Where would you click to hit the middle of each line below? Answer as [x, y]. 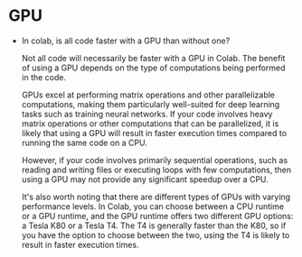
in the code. [44, 77]
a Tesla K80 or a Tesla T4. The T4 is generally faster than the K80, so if [154, 225]
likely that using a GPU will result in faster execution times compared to [154, 133]
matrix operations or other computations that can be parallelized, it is [150, 124]
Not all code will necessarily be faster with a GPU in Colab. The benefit [153, 58]
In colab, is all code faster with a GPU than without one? [126, 41]
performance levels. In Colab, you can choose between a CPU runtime [153, 206]
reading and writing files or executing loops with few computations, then [156, 170]
